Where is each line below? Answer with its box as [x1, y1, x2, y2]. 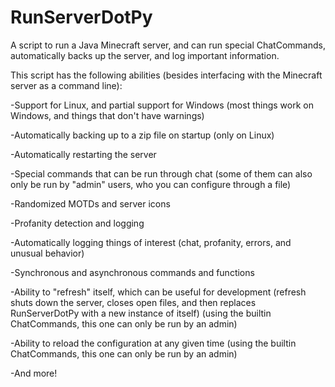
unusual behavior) [10, 247, 85, 259]
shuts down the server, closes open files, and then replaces [10, 296, 257, 308]
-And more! [10, 367, 58, 379]
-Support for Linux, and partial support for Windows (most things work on [10, 99, 314, 111]
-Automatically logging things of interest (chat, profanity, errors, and [10, 236, 292, 248]
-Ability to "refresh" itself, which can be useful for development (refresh [10, 286, 307, 298]
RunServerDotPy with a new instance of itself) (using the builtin [10, 307, 272, 319]
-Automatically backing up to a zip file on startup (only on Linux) [10, 129, 275, 141]
